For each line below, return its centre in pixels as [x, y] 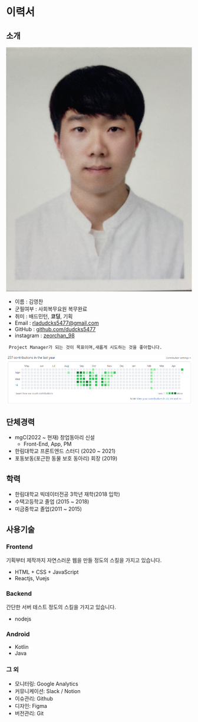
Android [18, 634]
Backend [19, 593]
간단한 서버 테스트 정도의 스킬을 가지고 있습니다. [61, 607]
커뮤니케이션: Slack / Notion [47, 691]
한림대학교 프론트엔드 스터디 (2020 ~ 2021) [65, 451]
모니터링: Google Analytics [46, 684]
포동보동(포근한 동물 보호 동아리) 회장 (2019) [66, 459]
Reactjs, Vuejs [32, 578]
